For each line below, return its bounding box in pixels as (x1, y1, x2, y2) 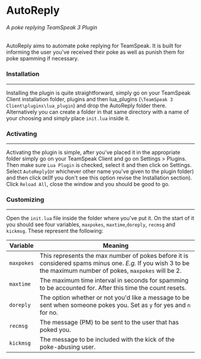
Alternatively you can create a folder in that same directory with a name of (6, 108, 190, 115)
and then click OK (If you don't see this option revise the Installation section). (6, 174, 193, 181)
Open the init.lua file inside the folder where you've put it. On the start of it (6, 215, 194, 222)
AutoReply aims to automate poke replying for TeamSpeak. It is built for (6, 42, 182, 50)
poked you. (39, 325, 71, 334)
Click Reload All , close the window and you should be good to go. (6, 180, 170, 187)
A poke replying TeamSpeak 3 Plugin (6, 23, 98, 31)
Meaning (102, 242, 129, 250)
